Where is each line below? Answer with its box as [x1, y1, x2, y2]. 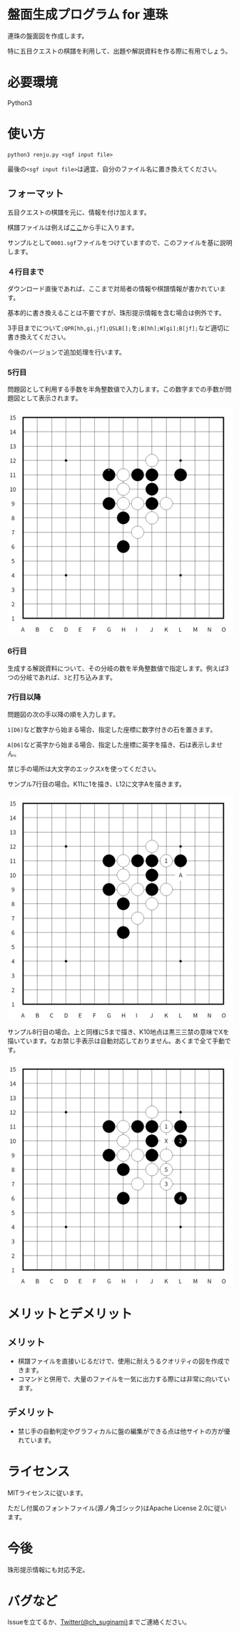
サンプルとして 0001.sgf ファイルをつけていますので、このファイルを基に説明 [7, 238, 233, 247]
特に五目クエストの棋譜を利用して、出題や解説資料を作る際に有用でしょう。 [7, 46, 232, 55]
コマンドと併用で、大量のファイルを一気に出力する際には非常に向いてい [17, 1374, 230, 1383]
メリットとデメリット [7, 1306, 133, 1322]
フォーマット [7, 187, 64, 200]
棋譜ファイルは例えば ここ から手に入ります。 [7, 223, 138, 232]
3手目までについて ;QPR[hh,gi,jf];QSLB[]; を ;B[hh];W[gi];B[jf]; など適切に [7, 323, 230, 332]
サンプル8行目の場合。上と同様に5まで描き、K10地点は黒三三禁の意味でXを [7, 1027, 230, 1036]
